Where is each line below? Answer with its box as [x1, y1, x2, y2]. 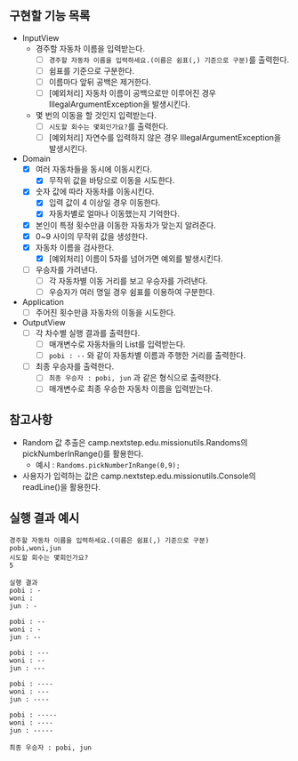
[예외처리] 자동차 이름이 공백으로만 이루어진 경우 [48, 88, 216, 98]
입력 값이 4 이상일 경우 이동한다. [48, 197, 161, 208]
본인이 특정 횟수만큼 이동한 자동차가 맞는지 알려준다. [35, 220, 216, 230]
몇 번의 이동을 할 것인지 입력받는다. [35, 110, 157, 121]
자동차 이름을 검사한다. [35, 242, 115, 252]
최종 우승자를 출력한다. [35, 361, 115, 372]
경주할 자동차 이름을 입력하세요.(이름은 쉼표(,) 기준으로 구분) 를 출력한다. [48, 54, 290, 65]
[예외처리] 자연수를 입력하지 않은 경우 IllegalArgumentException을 [48, 132, 282, 143]
